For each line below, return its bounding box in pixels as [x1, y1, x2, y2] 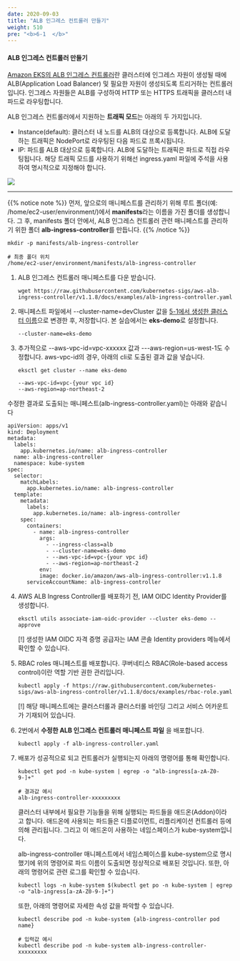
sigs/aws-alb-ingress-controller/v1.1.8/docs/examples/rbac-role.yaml [17, 689, 233, 696]
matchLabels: [20, 479, 59, 486]
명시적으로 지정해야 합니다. [31, 164, 106, 172]
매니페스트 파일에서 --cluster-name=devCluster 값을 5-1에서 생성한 [17, 307, 209, 316]
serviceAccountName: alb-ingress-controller [26, 579, 161, 586]
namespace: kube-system [14, 460, 84, 467]
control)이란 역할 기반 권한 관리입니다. [17, 668, 125, 677]
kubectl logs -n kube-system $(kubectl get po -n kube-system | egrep [17, 882, 233, 890]
